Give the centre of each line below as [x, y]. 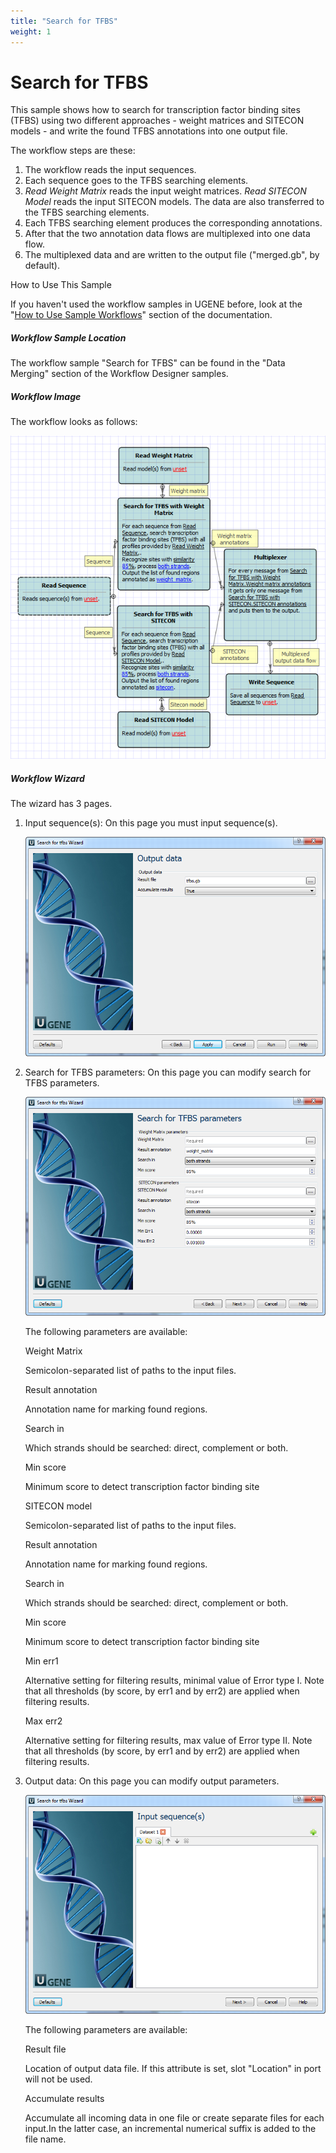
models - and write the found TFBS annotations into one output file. [149, 131]
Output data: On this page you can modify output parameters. [152, 1781]
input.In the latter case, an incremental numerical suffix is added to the [170, 2128]
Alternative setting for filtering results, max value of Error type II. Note [168, 1740]
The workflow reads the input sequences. [110, 170]
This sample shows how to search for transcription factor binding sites [155, 110]
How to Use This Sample [61, 285]
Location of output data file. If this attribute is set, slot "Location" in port [173, 2068]
